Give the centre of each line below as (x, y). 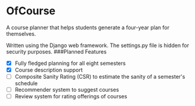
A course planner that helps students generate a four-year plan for (88, 27)
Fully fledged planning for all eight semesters (70, 63)
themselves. (21, 33)
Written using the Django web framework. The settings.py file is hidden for (98, 45)
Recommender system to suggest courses (67, 90)
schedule (26, 83)
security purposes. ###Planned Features (56, 51)
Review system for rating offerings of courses (71, 96)
